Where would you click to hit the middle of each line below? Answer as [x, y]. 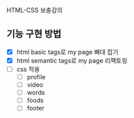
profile [36, 77]
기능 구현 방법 [34, 34]
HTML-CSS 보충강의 [35, 10]
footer [36, 108]
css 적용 [28, 69]
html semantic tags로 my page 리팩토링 [72, 60]
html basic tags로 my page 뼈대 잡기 [67, 52]
